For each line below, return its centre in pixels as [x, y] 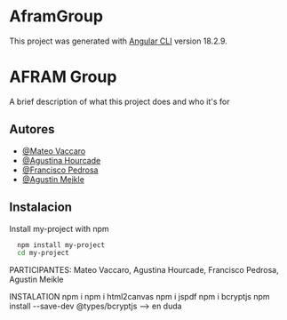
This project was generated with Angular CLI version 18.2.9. [119, 41]
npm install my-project [61, 245]
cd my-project [43, 253]
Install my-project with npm [59, 228]
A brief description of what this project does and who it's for [120, 101]
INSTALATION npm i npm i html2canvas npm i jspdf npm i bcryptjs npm [140, 297]
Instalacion [41, 208]
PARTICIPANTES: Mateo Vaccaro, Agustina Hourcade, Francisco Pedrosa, [144, 270]
